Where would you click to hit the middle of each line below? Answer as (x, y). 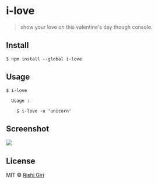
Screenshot (28, 129)
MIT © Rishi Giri (25, 175)
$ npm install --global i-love (44, 59)
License (21, 161)
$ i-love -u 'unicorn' (44, 111)
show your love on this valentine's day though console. (86, 27)
